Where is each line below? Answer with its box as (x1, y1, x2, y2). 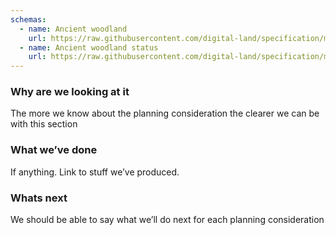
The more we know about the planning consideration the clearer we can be (10, 107, 320, 120)
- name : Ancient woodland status (19, 42, 159, 53)
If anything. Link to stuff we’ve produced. (10, 166, 180, 178)
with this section (10, 118, 78, 130)
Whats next (10, 191, 68, 205)
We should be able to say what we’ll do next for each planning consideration (10, 214, 325, 226)
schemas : (10, 14, 47, 25)
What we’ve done (10, 143, 98, 157)
